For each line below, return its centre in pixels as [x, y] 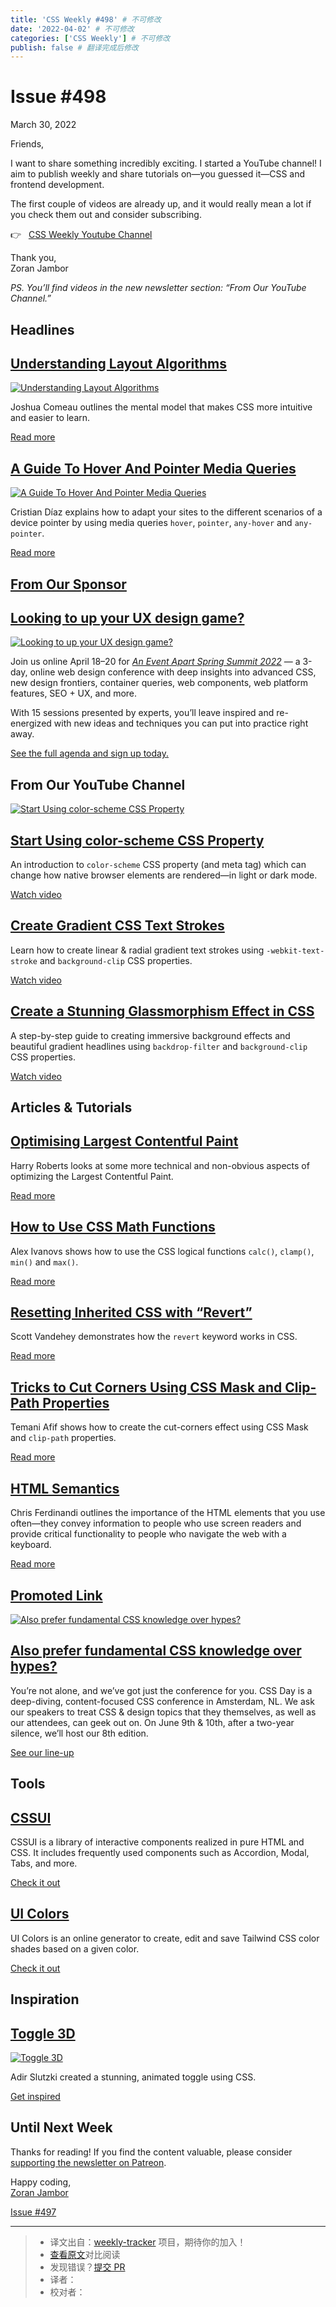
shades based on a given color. [75, 1948]
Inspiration [45, 1999]
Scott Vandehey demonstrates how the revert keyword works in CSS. [154, 1337]
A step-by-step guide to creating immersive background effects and [150, 1035]
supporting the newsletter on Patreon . [88, 2162]
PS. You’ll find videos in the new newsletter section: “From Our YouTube [158, 288]
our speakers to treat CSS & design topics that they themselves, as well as [163, 1712]
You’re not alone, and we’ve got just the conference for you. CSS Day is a [161, 1690]
